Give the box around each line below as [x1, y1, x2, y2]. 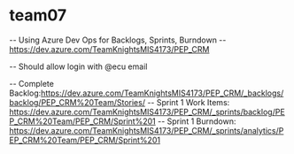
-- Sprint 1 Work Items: [147, 96, 230, 107]
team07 [9, 5, 67, 26]
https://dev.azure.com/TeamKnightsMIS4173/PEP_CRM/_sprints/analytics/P [9, 125, 284, 135]
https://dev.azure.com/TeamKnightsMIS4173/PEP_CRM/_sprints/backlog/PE [9, 106, 285, 117]
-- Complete [9, 78, 55, 89]
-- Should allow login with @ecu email [9, 61, 148, 72]
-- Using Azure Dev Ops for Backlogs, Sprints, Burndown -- [9, 35, 227, 45]
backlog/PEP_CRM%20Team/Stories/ [9, 96, 146, 107]
